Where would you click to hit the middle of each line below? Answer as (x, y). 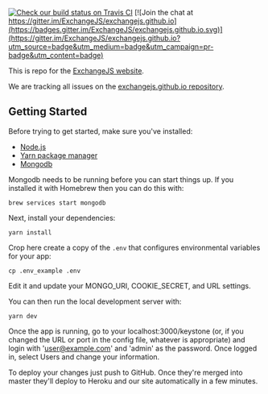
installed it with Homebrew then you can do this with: (96, 188)
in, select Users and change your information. (84, 357)
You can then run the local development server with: (95, 301)
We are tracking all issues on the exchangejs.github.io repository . (117, 86)
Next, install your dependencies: (62, 218)
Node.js (33, 147)
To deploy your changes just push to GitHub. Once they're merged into (126, 372)
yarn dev (23, 316)
